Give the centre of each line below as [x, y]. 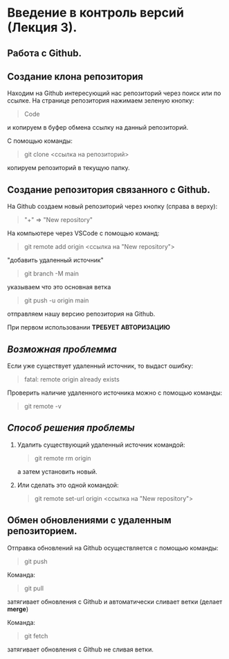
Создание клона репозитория [75, 77]
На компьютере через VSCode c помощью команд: [83, 233]
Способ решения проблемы [71, 428]
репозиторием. [42, 531]
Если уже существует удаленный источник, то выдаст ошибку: [100, 366]
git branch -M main [52, 274]
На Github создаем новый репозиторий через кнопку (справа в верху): [112, 207]
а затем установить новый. [57, 471]
